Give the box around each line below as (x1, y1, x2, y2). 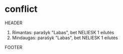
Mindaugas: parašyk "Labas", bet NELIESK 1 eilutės (12, 35, 118, 41)
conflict (5, 3, 38, 15)
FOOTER (5, 44, 23, 50)
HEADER (5, 20, 23, 26)
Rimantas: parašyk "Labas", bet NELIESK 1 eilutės (12, 29, 114, 35)
